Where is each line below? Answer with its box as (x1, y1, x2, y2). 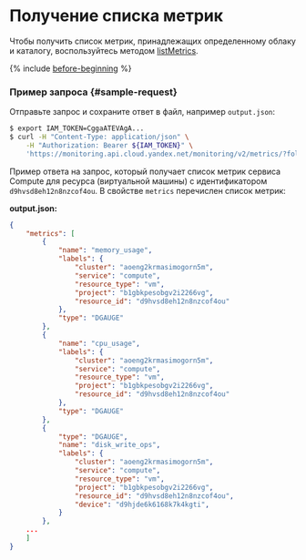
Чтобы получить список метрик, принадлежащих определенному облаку (9, 36, 296, 46)
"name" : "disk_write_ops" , (57, 441, 161, 450)
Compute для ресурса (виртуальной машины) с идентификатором (9, 175, 268, 187)
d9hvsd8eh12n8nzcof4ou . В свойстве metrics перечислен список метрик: (9, 185, 287, 196)
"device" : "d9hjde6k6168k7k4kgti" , (74, 500, 209, 509)
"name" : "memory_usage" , (57, 246, 153, 255)
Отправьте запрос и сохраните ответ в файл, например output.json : (9, 107, 276, 117)
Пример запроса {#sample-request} (9, 86, 178, 98)
